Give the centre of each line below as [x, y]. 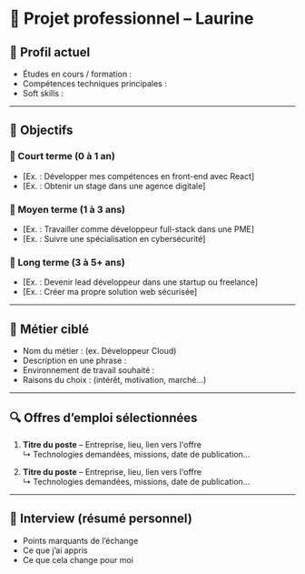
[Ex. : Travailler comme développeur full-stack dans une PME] [138, 229]
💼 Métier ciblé [49, 329]
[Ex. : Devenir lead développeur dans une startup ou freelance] [140, 282]
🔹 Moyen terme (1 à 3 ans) [67, 209]
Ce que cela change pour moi [78, 559]
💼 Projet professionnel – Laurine [132, 19]
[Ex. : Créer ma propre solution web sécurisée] [110, 292]
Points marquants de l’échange [80, 540]
